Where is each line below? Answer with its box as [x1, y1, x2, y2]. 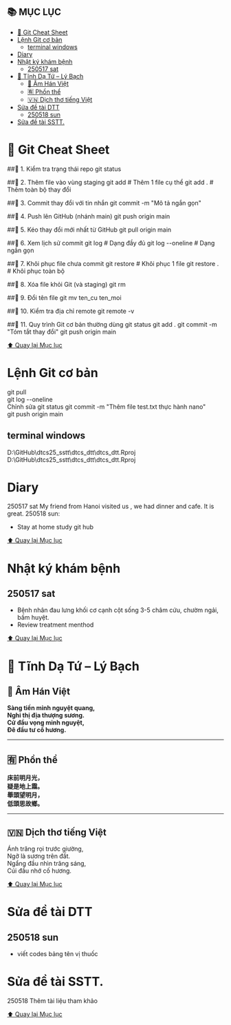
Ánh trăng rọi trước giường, [7, 844, 84, 853]
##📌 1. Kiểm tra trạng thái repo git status [7, 165, 122, 173]
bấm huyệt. [16, 613, 49, 622]
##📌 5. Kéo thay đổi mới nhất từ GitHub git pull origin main [7, 225, 172, 234]
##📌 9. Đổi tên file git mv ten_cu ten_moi [7, 293, 122, 302]
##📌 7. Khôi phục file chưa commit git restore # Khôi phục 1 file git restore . [7, 259, 219, 267]
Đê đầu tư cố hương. [7, 726, 67, 734]
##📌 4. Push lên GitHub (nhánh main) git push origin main [7, 212, 170, 220]
